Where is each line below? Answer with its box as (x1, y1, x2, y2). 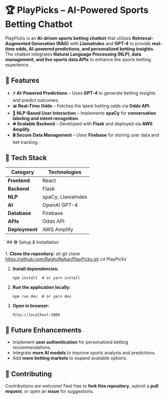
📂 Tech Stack (5, 154, 47, 162)
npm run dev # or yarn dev (12, 294, 71, 299)
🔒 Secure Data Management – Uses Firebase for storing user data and (12, 132, 159, 138)
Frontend (8, 177, 30, 184)
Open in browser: (12, 302, 50, 309)
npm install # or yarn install (12, 275, 80, 280)
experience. (5, 62, 30, 68)
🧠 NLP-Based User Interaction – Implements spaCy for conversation (12, 110, 156, 116)
